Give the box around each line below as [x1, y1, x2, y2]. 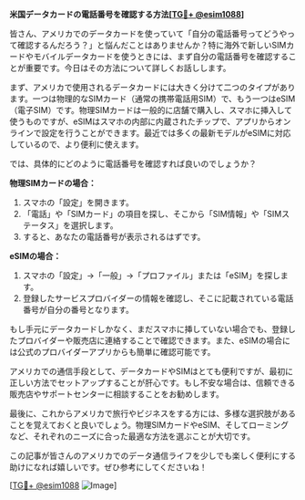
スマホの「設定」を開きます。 [22, 197, 134, 208]
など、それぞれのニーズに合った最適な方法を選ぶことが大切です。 [9, 431, 256, 442]
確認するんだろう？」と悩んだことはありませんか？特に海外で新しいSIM [16, 40, 287, 50]
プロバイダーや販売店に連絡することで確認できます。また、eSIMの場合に [16, 335, 291, 346]
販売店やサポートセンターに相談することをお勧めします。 [9, 389, 225, 400]
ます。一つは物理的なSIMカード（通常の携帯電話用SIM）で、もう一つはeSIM [9, 93, 296, 104]
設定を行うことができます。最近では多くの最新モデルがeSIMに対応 [40, 128, 291, 138]
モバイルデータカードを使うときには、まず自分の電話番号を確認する [33, 51, 289, 62]
